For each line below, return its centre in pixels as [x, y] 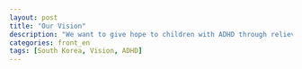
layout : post [34, 17]
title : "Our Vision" [48, 26]
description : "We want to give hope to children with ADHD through [138, 34]
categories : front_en [50, 43]
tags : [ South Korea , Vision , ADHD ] [76, 51]
